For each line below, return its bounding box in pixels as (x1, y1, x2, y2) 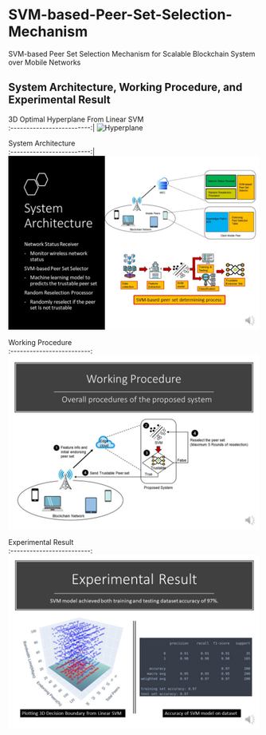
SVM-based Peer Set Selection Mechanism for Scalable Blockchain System (8, 49, 256, 58)
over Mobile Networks (8, 58, 81, 67)
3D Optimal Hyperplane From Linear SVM (8, 114, 144, 124)
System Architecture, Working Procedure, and (8, 81, 243, 94)
